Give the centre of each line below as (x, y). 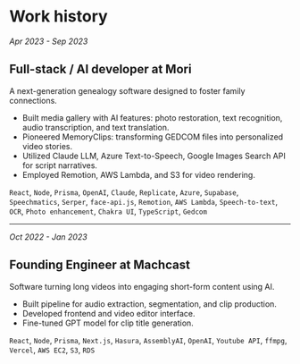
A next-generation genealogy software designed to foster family (127, 90)
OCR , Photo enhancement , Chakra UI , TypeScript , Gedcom (108, 211)
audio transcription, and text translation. (96, 127)
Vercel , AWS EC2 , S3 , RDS (52, 350)
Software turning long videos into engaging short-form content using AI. (142, 286)
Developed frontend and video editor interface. (108, 313)
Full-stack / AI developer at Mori (100, 69)
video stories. (47, 146)
